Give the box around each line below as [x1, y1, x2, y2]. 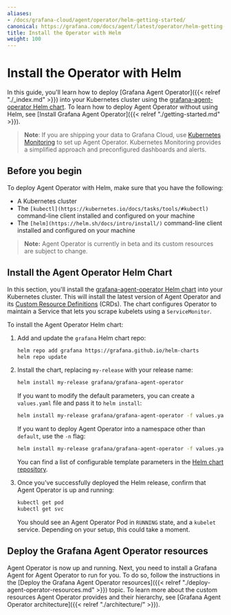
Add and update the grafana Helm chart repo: [16, 333, 146, 342]
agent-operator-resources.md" [7, 585, 95, 594]
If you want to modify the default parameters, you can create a [16, 392, 195, 400]
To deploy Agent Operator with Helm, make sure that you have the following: [7, 183, 223, 191]
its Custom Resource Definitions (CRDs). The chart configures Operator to [7, 300, 217, 308]
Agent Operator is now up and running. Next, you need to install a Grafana [7, 563, 217, 572]
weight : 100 [7, 36, 41, 43]
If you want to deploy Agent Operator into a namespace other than [16, 425, 206, 433]
